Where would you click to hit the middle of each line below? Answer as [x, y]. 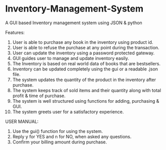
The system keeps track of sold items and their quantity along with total [87, 90]
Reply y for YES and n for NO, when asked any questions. [72, 136]
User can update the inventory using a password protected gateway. [84, 53]
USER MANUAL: [22, 121]
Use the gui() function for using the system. [58, 131]
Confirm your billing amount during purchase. [60, 142]
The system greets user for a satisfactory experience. [68, 112]
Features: [15, 32]
